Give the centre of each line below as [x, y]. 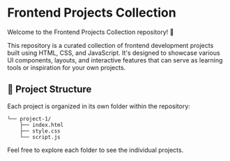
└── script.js [40, 137]
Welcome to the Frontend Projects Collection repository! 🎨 [91, 32]
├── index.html [42, 125]
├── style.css [40, 131]
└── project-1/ [29, 119]
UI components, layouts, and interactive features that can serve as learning [115, 60]
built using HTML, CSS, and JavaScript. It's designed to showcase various [114, 53]
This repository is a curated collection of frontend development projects [110, 45]
